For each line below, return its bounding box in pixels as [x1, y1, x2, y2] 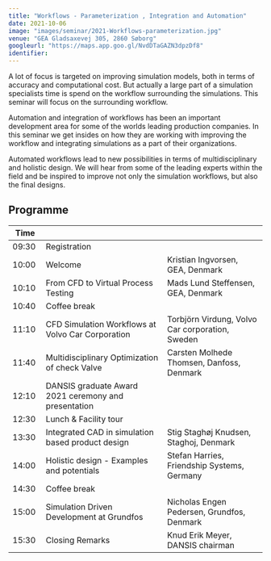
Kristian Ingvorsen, [166, 253, 239, 265]
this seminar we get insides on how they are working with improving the [8, 130, 248, 140]
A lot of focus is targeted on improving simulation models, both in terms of [8, 72, 256, 81]
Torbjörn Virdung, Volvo [166, 313, 257, 324]
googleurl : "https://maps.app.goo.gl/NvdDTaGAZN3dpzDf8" [8, 42, 204, 50]
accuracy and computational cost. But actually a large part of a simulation [8, 80, 253, 90]
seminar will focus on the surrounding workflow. [8, 98, 169, 107]
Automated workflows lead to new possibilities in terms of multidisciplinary [8, 154, 257, 164]
